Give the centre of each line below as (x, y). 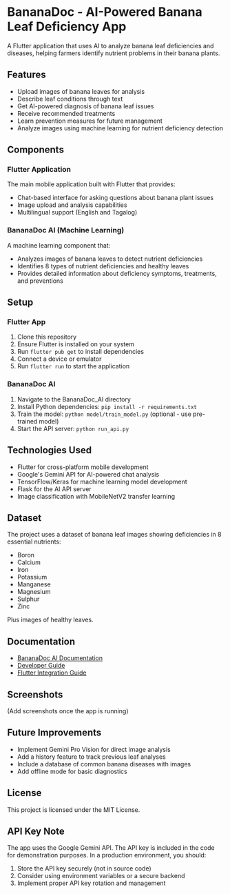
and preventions (40, 281)
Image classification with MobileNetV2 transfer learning (96, 496)
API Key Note (36, 831)
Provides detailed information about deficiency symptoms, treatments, (117, 273)
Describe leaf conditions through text (70, 99)
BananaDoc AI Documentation (60, 658)
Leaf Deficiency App (67, 27)
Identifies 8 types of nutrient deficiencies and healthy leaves (103, 266)
